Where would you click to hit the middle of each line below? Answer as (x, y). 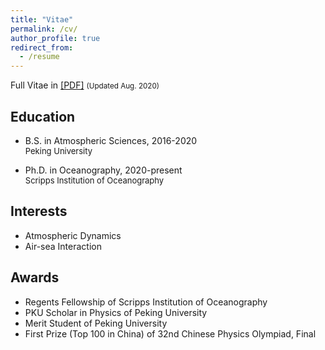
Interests (39, 211)
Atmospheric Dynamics (73, 235)
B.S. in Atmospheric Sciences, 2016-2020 (111, 140)
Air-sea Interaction (63, 246)
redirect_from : (42, 47)
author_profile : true (55, 38)
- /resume (39, 57)
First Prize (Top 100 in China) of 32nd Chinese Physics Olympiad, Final (170, 333)
